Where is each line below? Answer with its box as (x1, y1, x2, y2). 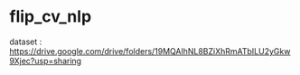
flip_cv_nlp (9, 6, 92, 27)
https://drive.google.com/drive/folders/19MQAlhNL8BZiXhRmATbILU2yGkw (9, 45, 291, 56)
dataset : (9, 36, 42, 47)
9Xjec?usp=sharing (9, 55, 82, 66)
